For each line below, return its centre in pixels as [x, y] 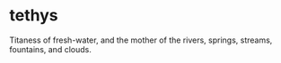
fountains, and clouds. [50, 49]
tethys [34, 16]
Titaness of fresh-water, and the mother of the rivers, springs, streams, [141, 40]
